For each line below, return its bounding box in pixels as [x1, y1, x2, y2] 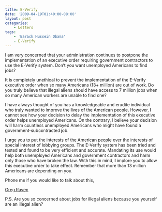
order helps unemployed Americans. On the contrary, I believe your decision [5, 117, 157, 123]
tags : [5, 30, 16, 34]
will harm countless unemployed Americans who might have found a [5, 122, 141, 128]
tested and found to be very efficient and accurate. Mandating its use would [5, 147, 156, 153]
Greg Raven [5, 186, 29, 192]
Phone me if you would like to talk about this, [5, 177, 94, 183]
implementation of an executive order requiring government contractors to [5, 57, 153, 63]
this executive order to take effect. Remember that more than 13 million [5, 163, 146, 168]
